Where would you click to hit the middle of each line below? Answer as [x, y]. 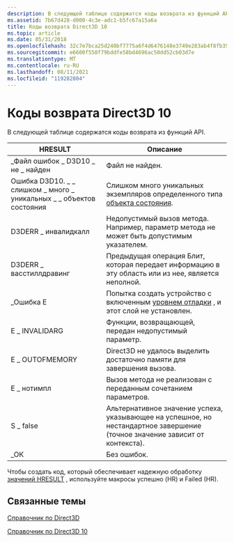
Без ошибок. [127, 455]
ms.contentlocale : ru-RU [43, 65]
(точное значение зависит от [155, 435]
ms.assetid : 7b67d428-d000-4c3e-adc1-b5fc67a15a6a [82, 20]
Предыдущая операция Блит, [156, 256]
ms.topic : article [34, 33]
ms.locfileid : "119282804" [46, 78]
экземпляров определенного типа [164, 194]
